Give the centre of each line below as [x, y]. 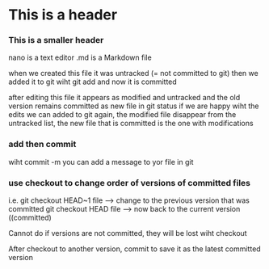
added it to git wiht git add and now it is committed [93, 82]
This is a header [63, 15]
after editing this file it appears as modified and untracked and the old [124, 98]
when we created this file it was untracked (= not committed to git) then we [133, 74]
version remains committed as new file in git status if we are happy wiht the [134, 106]
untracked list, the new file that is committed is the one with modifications [131, 124]
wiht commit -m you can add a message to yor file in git [101, 162]
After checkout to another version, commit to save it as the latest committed [134, 249]
